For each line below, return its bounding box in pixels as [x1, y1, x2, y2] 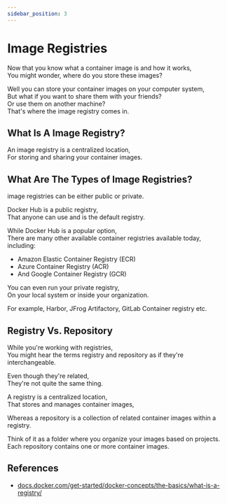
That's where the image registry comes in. [7, 106, 130, 115]
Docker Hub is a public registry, [7, 206, 99, 214]
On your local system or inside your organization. [7, 291, 149, 300]
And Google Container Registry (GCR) [17, 270, 128, 279]
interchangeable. [7, 358, 56, 366]
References [7, 463, 59, 475]
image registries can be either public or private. [7, 192, 144, 200]
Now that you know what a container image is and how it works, [7, 64, 192, 72]
